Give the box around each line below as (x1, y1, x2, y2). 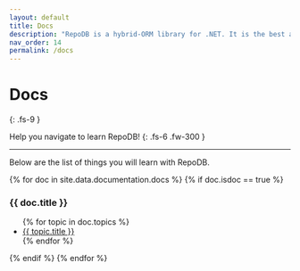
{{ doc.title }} (9, 196, 69, 209)
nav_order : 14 (9, 37, 62, 47)
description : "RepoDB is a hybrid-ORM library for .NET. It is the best (9, 29, 286, 38)
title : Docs (9, 21, 54, 30)
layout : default (9, 12, 70, 22)
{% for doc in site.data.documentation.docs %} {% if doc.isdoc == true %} (9, 175, 284, 185)
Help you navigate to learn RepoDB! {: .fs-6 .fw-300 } (9, 131, 205, 143)
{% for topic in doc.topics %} (21, 217, 129, 227)
